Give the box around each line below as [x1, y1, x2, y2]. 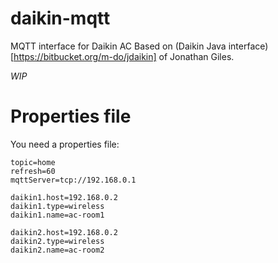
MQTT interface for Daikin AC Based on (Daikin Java [10, 40, 227, 52]
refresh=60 [10, 166, 56, 176]
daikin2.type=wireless [10, 236, 105, 246]
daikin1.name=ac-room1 [10, 210, 105, 220]
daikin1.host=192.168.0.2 [10, 192, 118, 202]
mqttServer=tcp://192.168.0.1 [10, 175, 137, 185]
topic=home [10, 157, 56, 167]
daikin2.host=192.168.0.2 [10, 227, 118, 237]
